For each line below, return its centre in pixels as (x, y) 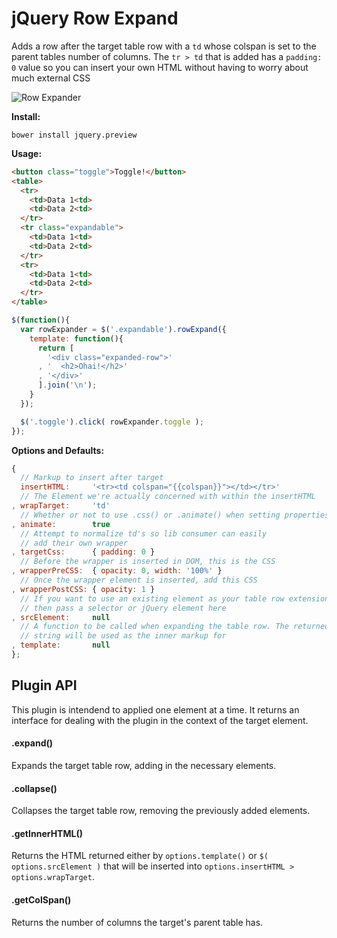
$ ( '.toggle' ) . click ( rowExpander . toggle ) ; (112, 422)
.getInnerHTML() (47, 833)
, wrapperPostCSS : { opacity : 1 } (83, 589)
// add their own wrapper (74, 543)
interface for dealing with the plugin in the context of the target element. (160, 720)
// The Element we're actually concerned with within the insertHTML (168, 497)
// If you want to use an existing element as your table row (152, 598)
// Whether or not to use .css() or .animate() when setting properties (175, 515)
